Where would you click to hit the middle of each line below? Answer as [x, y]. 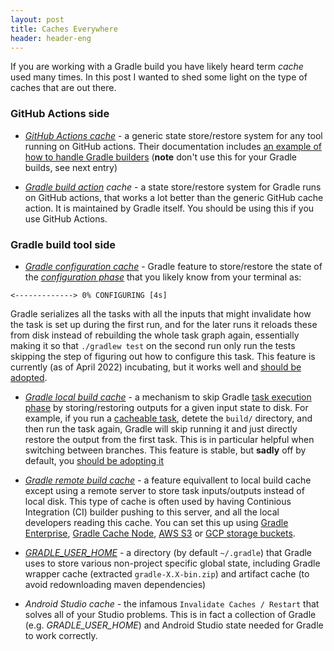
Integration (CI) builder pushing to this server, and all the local [152, 512]
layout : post [37, 19]
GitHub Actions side [60, 114]
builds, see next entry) [71, 167]
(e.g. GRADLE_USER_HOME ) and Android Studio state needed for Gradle [174, 625]
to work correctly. [61, 635]
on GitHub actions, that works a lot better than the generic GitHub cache [174, 197]
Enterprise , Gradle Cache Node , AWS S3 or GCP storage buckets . [160, 533]
